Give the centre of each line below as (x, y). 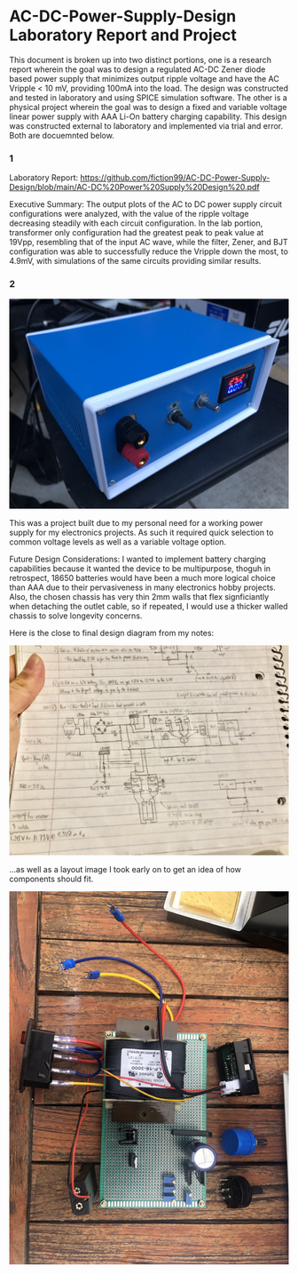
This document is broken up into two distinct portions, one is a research (141, 60)
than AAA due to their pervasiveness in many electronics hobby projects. (143, 587)
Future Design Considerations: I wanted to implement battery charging (137, 559)
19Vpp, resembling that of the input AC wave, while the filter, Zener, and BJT (149, 243)
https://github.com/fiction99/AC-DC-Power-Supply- (175, 178)
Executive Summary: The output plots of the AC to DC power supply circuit (145, 204)
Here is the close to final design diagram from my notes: (112, 633)
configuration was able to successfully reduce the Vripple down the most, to (149, 251)
